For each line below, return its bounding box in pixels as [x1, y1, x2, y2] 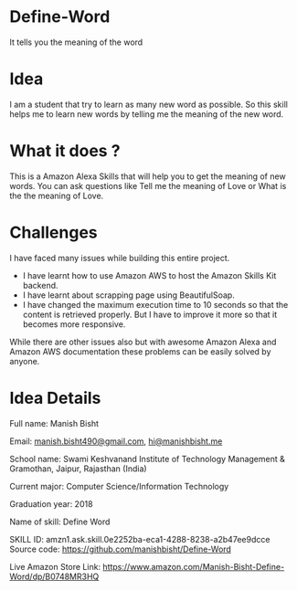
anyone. [9, 355, 40, 366]
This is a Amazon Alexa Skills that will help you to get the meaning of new [9, 171, 286, 182]
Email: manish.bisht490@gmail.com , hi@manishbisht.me [9, 436, 223, 447]
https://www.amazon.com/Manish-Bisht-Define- [102, 561, 285, 572]
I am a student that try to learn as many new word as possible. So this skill [9, 99, 288, 110]
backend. [22, 280, 58, 290]
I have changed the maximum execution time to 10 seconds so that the [22, 299, 289, 310]
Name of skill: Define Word [9, 516, 111, 527]
